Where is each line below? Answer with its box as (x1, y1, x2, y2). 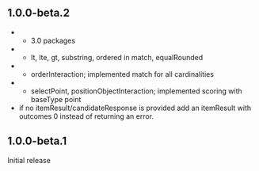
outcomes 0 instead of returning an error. (18, 111, 154, 121)
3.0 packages (30, 36, 76, 45)
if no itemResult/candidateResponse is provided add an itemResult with (18, 103, 252, 112)
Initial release (7, 155, 51, 165)
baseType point (30, 94, 82, 104)
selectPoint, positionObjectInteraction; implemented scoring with (30, 86, 242, 96)
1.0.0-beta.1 (7, 135, 67, 148)
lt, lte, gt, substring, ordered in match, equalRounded (30, 52, 204, 62)
